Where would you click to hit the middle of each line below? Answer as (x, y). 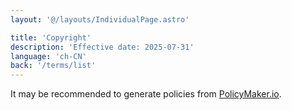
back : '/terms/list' (53, 66)
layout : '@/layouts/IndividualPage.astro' (100, 19)
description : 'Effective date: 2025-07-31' (102, 47)
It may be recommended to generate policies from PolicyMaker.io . (146, 94)
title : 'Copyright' (51, 37)
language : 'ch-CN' (48, 56)
